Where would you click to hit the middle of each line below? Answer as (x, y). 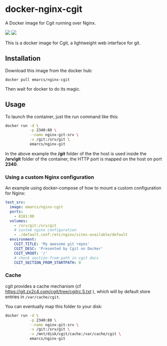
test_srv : (15, 203)
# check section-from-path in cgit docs (56, 258)
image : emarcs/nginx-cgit (37, 207)
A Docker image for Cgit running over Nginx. (50, 23)
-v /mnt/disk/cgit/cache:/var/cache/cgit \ (75, 334)
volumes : (19, 221)
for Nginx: (15, 193)
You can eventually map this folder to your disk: (54, 306)
